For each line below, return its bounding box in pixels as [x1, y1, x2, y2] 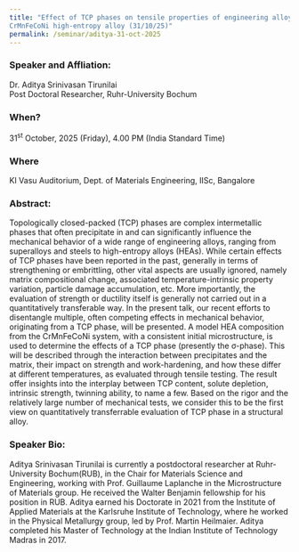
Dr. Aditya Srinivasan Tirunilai [9, 79, 117, 90]
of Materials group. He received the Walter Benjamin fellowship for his [9, 487, 266, 498]
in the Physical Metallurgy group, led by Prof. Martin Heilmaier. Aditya [9, 515, 264, 526]
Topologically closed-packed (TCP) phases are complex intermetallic [9, 217, 263, 228]
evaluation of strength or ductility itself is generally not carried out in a [9, 293, 267, 304]
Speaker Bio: [9, 438, 66, 451]
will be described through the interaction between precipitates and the [9, 350, 268, 361]
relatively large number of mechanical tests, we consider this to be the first [9, 397, 284, 408]
